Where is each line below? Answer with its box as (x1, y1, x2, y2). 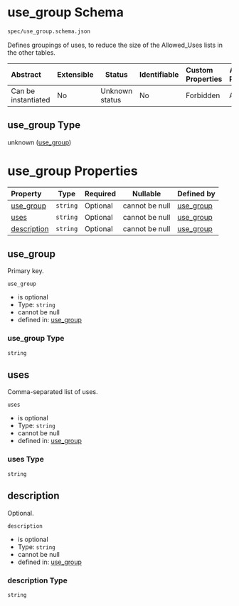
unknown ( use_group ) (7, 138, 72, 147)
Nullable (132, 188, 161, 198)
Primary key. (7, 267, 44, 275)
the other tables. (7, 48, 55, 57)
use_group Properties (7, 163, 138, 179)
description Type (7, 575, 68, 585)
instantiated (11, 95, 51, 105)
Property (11, 188, 42, 198)
